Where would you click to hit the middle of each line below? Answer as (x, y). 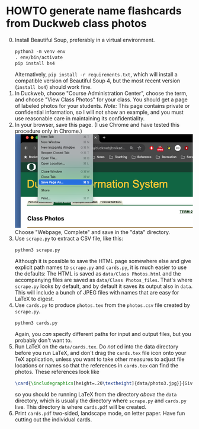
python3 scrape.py (37, 250)
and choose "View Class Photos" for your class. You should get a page (101, 100)
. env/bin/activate (39, 57)
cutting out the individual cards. (53, 420)
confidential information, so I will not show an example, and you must (99, 112)
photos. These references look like (57, 372)
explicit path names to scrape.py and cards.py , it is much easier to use (101, 267)
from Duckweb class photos (76, 23)
